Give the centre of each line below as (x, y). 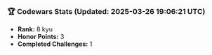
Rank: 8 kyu (35, 29)
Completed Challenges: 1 (55, 44)
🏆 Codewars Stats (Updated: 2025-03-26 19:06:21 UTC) (106, 11)
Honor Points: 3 (41, 37)
